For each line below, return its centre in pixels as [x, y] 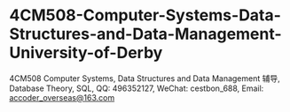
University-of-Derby [86, 53]
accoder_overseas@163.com [62, 97]
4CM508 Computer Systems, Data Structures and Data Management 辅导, [145, 78]
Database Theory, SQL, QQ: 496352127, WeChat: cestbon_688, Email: [137, 88]
